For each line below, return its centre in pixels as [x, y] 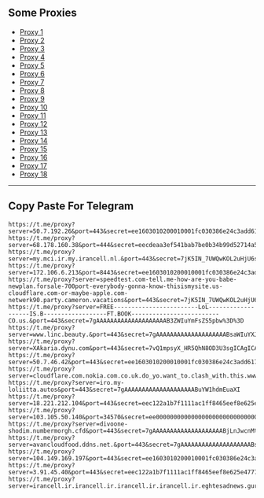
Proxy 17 [33, 165]
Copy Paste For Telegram [71, 207]
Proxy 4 [32, 57]
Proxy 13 [33, 132]
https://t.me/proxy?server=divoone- [68, 424]
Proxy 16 [33, 157]
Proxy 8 [32, 90]
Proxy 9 [32, 98]
